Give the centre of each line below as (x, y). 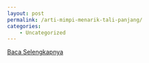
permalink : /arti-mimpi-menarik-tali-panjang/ (75, 20)
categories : (24, 26)
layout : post (26, 13)
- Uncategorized (43, 33)
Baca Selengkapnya (35, 52)
